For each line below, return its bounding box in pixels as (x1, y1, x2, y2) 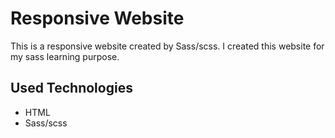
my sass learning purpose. (10, 50, 120, 62)
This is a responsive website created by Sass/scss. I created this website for (10, 40, 325, 52)
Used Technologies (10, 80, 133, 97)
